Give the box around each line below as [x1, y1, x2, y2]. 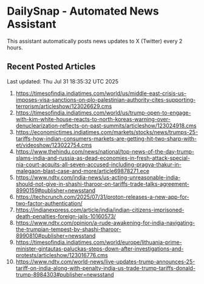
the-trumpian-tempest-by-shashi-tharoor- [15, 225, 121, 233]
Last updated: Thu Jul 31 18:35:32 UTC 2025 [7, 77, 119, 85]
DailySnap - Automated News [7, 4, 160, 18]
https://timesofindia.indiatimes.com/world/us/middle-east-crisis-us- [15, 90, 187, 97]
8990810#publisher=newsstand [15, 232, 96, 239]
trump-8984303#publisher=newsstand [15, 271, 114, 278]
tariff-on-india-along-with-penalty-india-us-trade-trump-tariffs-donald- [15, 264, 196, 272]
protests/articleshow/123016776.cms [15, 251, 108, 258]
